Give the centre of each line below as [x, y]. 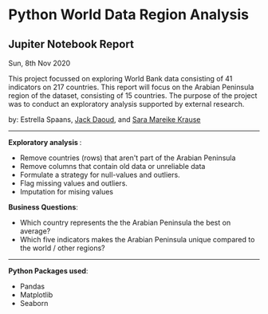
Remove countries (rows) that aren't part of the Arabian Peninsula [128, 158]
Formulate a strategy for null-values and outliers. [100, 175]
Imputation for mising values [67, 192]
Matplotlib [36, 295]
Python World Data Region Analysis [129, 15]
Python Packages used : [48, 271]
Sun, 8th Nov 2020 [39, 63]
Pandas [32, 286]
